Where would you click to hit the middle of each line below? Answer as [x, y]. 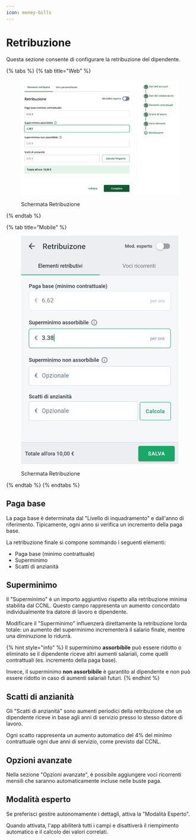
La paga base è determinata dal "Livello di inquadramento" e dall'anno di [95, 518]
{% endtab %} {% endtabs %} [43, 485]
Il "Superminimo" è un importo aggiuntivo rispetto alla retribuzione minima [97, 599]
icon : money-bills [29, 12]
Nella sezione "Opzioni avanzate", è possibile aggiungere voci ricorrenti [94, 775]
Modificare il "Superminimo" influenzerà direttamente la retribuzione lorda [97, 624]
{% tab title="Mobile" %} [37, 227]
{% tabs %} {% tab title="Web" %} [49, 71]
